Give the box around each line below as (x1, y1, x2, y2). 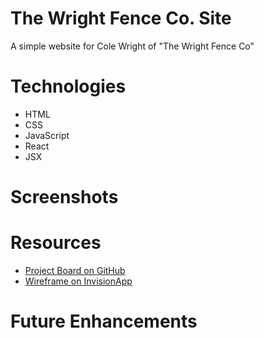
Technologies (10, 75, 127, 98)
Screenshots (10, 186, 119, 209)
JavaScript (24, 129, 70, 141)
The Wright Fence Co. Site (10, 7, 232, 30)
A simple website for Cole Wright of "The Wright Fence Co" (10, 40, 255, 52)
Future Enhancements (10, 310, 198, 333)
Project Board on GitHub (24, 265, 126, 276)
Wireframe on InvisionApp (24, 275, 133, 287)
